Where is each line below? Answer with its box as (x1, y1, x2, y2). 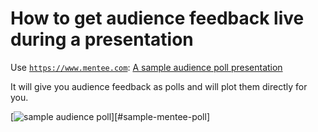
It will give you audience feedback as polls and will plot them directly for (10, 80, 308, 92)
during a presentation (10, 28, 194, 51)
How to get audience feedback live (10, 7, 305, 30)
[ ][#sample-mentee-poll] (10, 110, 210, 122)
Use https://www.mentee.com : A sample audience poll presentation (10, 61, 283, 73)
